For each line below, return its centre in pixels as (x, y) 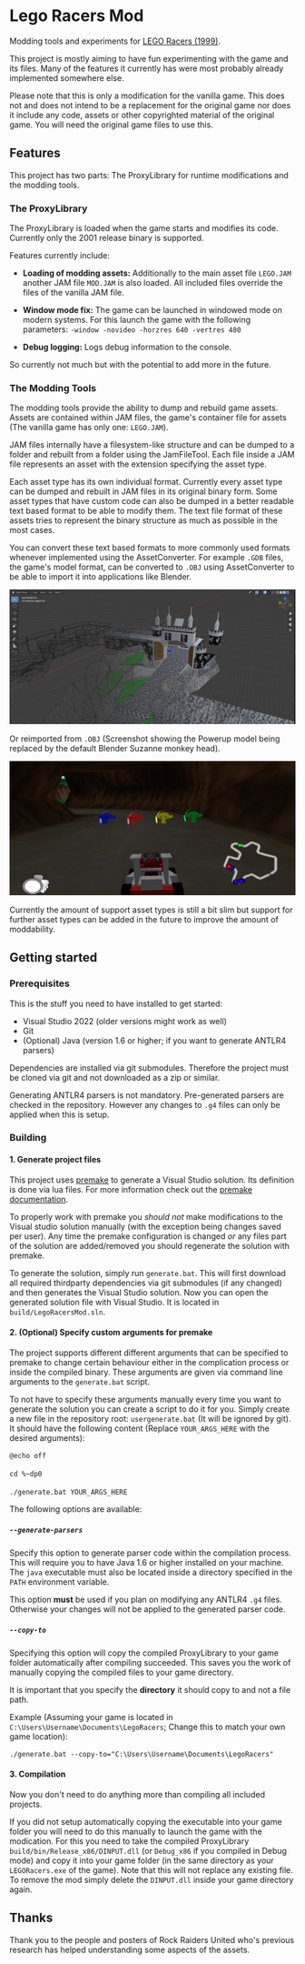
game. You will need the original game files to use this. (111, 125)
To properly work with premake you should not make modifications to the (146, 1216)
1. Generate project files (55, 1160)
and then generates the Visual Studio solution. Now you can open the (139, 1292)
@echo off (28, 1455)
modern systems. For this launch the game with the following (137, 320)
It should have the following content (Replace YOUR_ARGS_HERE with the (139, 1428)
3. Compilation (38, 1774)
